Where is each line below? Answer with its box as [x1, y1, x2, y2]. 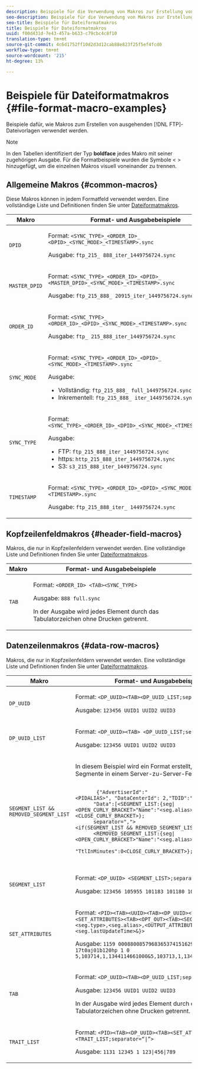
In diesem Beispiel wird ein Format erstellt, [75, 762, 193, 770]
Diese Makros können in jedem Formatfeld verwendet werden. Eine [6, 196, 169, 203]
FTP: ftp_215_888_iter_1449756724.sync [58, 448, 169, 456]
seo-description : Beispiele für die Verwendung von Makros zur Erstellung [6, 14, 194, 20]
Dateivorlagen [6, 127, 40, 134]
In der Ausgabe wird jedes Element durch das [33, 607, 159, 616]
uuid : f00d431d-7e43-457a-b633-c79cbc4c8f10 [6, 31, 117, 37]
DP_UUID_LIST [9, 734, 46, 741]
